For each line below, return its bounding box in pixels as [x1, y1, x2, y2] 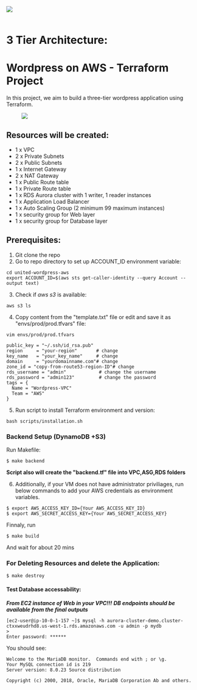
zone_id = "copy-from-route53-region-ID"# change [6, 364, 135, 370]
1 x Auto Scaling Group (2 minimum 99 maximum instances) [15, 204, 165, 212]
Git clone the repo [15, 251, 61, 259]
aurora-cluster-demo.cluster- [106, 617, 184, 624]
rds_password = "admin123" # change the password [6, 374, 156, 381]
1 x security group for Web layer [15, 210, 95, 218]
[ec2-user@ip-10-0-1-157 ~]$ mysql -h [6, 617, 105, 624]
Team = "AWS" [12, 390, 45, 397]
